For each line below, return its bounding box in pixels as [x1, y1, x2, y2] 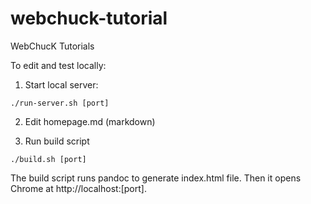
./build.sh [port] [10, 154, 87, 164]
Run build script [24, 135, 90, 147]
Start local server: [24, 78, 99, 91]
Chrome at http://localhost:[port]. [10, 182, 147, 194]
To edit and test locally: [10, 59, 107, 71]
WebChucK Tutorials [10, 40, 95, 52]
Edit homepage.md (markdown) [24, 115, 156, 127]
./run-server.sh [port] [10, 98, 110, 108]
